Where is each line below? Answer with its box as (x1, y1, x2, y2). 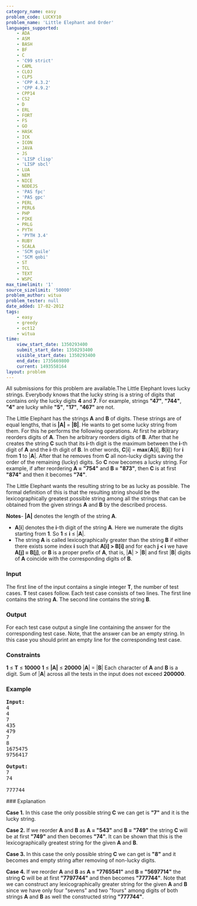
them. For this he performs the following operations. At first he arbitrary (6, 427, 179, 435)
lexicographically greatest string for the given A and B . (6, 839, 138, 846)
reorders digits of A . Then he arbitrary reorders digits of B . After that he (6, 434, 179, 441)
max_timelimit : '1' (6, 281, 54, 288)
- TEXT (16, 271, 33, 277)
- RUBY (16, 238, 33, 244)
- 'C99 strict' (16, 58, 54, 63)
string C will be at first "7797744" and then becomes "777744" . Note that (6, 874, 186, 881)
